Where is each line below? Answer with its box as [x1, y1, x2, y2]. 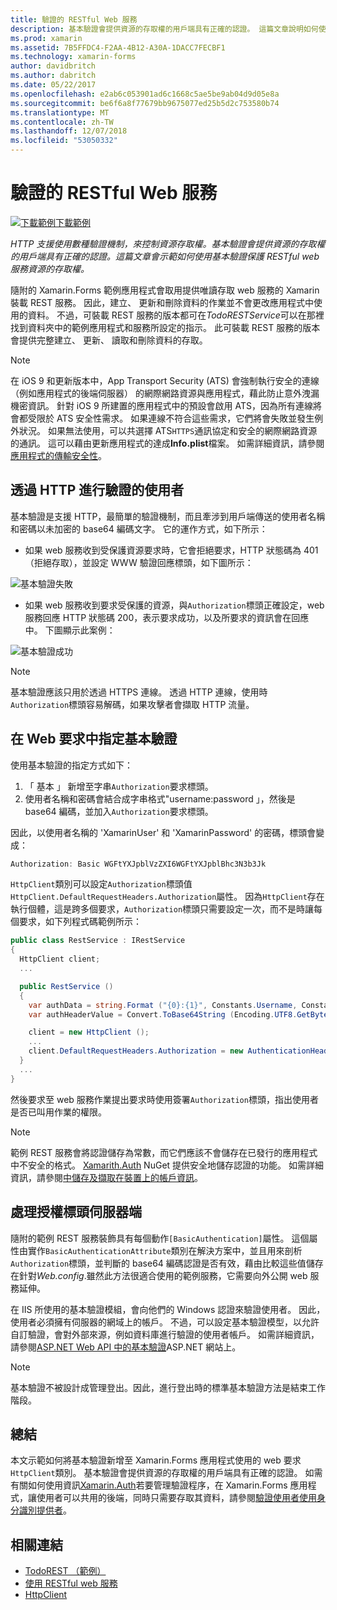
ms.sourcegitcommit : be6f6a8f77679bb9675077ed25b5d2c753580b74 [10, 98, 280, 108]
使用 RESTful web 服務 [24, 1577, 118, 1590]
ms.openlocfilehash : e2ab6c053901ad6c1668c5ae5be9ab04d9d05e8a [10, 89, 280, 99]
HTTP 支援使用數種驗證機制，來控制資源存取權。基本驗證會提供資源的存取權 [10, 237, 326, 250]
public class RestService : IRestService [10, 936, 186, 946]
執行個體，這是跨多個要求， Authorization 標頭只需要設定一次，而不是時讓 [10, 903, 315, 915]
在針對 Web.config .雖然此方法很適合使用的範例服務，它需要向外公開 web [10, 1269, 308, 1281]
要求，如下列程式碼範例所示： [18, 916, 142, 928]
